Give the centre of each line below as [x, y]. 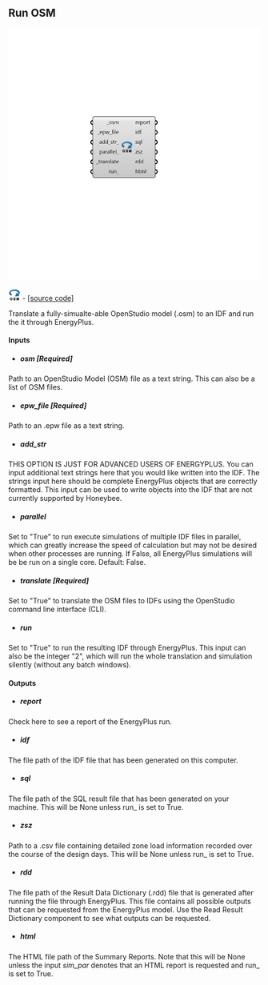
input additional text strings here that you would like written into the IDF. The [134, 473]
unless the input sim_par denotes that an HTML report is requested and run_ [134, 965]
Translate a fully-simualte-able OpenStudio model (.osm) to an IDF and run [131, 313]
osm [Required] [46, 358]
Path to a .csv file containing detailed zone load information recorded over [130, 845]
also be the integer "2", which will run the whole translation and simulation [130, 656]
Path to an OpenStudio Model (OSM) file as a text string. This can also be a [132, 378]
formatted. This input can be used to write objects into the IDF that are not [130, 490]
